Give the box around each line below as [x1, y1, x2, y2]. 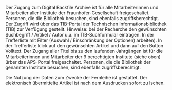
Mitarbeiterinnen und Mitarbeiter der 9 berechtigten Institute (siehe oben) [5, 53, 161, 60]
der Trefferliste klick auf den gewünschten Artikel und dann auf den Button [5, 43, 163, 48]
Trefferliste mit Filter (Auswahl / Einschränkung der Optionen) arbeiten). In [5, 37, 162, 43]
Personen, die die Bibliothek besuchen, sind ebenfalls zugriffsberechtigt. [5, 15, 159, 21]
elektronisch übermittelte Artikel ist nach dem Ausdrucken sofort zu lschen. [5, 80, 165, 86]
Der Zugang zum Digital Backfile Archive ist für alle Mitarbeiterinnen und [5, 5, 159, 10]
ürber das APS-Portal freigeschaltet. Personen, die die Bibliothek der [5, 59, 151, 65]
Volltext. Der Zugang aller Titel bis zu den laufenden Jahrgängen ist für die [5, 48, 163, 54]
